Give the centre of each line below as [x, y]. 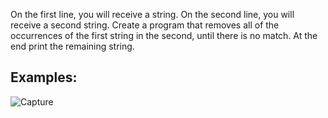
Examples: [44, 77]
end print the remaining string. [72, 46]
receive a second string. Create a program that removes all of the [145, 25]
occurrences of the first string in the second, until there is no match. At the [164, 35]
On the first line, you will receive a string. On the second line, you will [152, 14]
